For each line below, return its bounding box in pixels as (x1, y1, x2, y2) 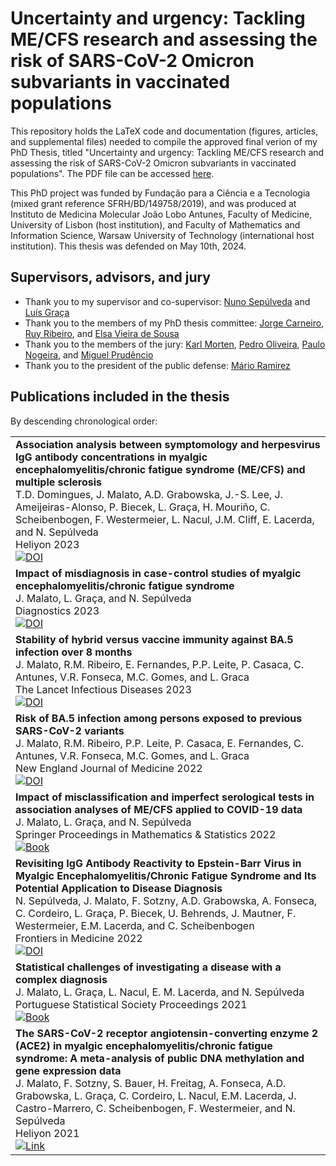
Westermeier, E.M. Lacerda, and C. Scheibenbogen (15, 918, 255, 932)
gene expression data (15, 1063, 122, 1077)
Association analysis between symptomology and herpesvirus (15, 437, 321, 451)
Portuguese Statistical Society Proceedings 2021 (15, 997, 248, 1011)
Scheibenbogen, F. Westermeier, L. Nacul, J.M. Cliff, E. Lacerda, (15, 512, 315, 526)
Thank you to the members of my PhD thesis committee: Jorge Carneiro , (24, 317, 325, 329)
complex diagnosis (15, 972, 108, 986)
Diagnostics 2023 (15, 603, 100, 617)
